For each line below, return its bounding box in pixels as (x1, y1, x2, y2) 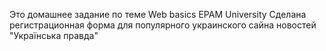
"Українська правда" (9, 30, 99, 41)
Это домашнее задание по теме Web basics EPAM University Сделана (9, 9, 307, 20)
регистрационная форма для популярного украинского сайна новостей (9, 19, 317, 31)
